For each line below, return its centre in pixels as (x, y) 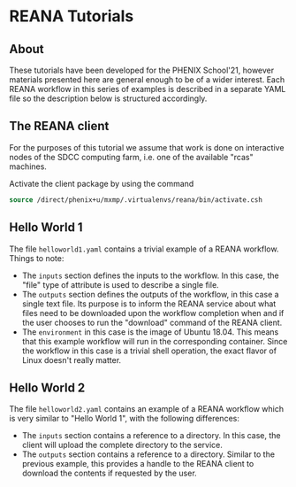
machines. (28, 166)
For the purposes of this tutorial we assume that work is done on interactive (147, 147)
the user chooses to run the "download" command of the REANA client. (152, 322)
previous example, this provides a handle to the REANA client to (138, 464)
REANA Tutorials (72, 16)
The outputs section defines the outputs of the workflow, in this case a (151, 294)
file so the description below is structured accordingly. (108, 98)
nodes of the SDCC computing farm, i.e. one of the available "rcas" (131, 157)
